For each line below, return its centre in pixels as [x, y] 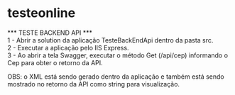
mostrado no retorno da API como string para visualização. [93, 84]
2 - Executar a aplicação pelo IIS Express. [68, 47]
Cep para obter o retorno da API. [55, 62]
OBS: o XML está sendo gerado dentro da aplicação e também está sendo [116, 77]
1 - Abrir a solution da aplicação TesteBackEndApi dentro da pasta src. [110, 40]
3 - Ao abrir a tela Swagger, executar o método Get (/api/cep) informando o [118, 55]
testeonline [42, 13]
